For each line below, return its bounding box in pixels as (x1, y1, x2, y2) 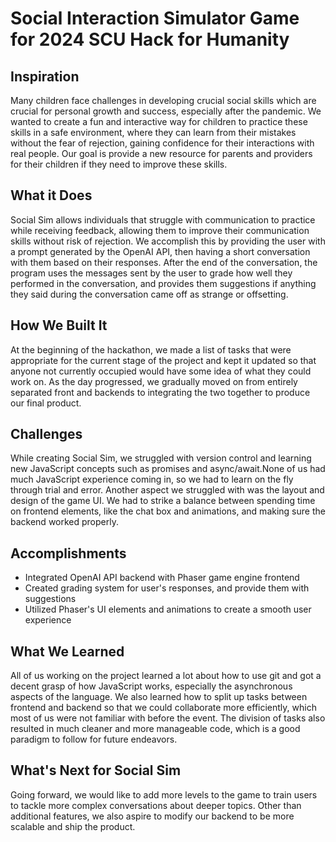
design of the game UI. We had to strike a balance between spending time (10, 495, 316, 507)
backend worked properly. (10, 516, 119, 528)
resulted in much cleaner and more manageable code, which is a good (10, 723, 301, 735)
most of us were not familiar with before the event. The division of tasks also (10, 712, 326, 724)
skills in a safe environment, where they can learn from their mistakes (10, 127, 297, 138)
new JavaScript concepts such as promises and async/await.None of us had (10, 463, 326, 475)
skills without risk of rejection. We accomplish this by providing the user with (10, 235, 326, 247)
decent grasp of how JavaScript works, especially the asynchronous (10, 680, 293, 692)
